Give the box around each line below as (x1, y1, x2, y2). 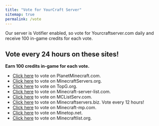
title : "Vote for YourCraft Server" (5, 7, 82, 12)
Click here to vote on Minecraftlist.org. (12, 115, 92, 121)
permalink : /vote (5, 16, 42, 21)
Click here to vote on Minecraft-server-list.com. (12, 89, 111, 95)
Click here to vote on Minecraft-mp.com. (12, 105, 97, 111)
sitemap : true (5, 12, 35, 17)
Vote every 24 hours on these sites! (5, 50, 119, 58)
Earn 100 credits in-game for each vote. (5, 63, 90, 69)
